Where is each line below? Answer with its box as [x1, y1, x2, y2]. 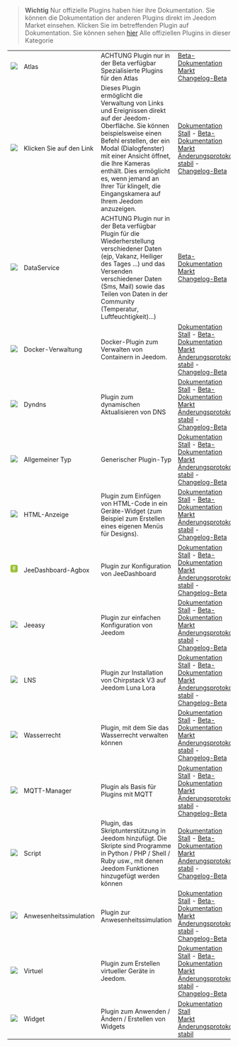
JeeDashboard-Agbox [23, 565, 90, 574]
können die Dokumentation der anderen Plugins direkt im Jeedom [24, 13, 217, 22]
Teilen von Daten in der [101, 290, 169, 298]
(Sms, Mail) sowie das [101, 282, 165, 291]
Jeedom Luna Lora [101, 683, 156, 692]
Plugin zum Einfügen [101, 492, 161, 500]
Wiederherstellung [101, 237, 155, 246]
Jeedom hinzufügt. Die [101, 834, 168, 842]
